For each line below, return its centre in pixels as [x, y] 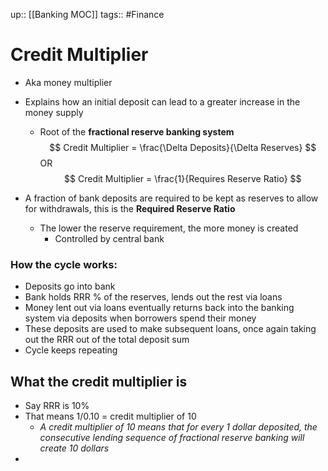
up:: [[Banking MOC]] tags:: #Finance [87, 14]
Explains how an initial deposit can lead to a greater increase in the [162, 101]
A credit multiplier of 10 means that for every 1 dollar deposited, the [178, 427]
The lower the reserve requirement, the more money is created [169, 228]
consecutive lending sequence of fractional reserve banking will [172, 438]
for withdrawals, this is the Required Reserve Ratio [130, 208]
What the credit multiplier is [99, 381]
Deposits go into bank [70, 286]
